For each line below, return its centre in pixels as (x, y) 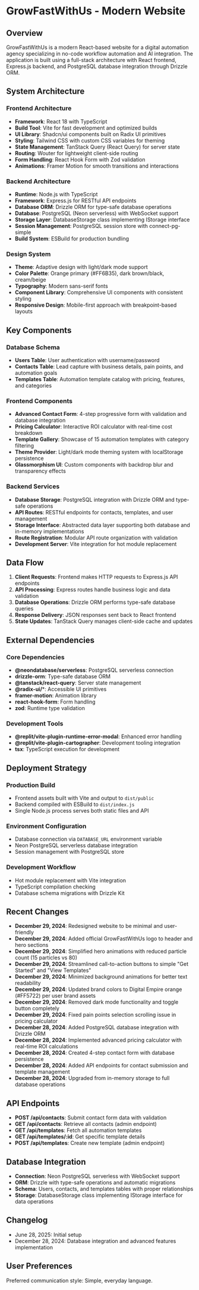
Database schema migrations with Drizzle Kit (70, 893)
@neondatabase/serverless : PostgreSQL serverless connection (94, 670)
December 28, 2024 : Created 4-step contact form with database (95, 1053)
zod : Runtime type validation (50, 708)
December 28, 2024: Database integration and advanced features (95, 1241)
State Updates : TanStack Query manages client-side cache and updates (104, 621)
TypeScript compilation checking (55, 887)
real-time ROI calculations (46, 1047)
